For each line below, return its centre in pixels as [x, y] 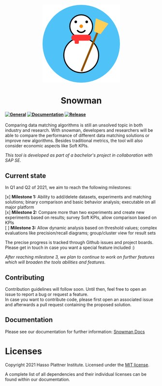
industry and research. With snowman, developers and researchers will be [79, 130]
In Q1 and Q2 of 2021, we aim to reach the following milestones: [68, 188]
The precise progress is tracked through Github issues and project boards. [79, 243]
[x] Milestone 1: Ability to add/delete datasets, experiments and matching [78, 197]
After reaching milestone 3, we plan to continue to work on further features [80, 257]
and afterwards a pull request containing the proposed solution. [68, 305]
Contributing [25, 277]
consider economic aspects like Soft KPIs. [47, 146]
